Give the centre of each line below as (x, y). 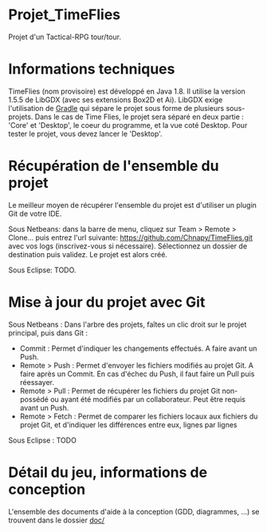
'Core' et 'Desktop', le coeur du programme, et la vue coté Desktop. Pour (128, 125)
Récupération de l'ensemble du (114, 166)
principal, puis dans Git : (48, 332)
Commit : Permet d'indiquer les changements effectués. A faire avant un (138, 348)
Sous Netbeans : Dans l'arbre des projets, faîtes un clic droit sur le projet (128, 324)
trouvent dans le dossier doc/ (57, 520)
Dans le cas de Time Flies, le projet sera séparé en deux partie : (139, 117)
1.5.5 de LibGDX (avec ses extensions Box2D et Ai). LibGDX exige (116, 99)
